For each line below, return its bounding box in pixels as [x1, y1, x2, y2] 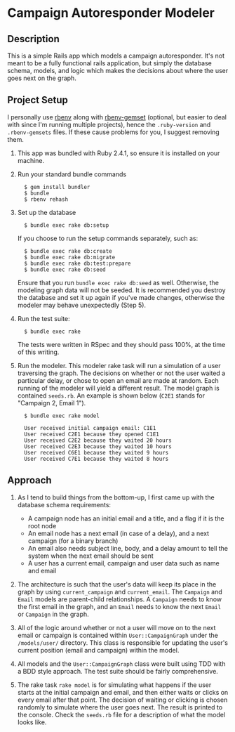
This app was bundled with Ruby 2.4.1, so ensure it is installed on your [17, 149, 220, 157]
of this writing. [17, 348, 60, 356]
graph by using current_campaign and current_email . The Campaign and [17, 587, 222, 596]
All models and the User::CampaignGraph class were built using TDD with [17, 659, 226, 668]
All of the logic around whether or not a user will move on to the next [17, 623, 216, 632]
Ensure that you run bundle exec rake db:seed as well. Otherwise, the [17, 278, 220, 287]
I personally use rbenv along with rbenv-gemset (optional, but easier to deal [7, 112, 227, 121]
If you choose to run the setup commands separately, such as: [17, 234, 199, 242]
